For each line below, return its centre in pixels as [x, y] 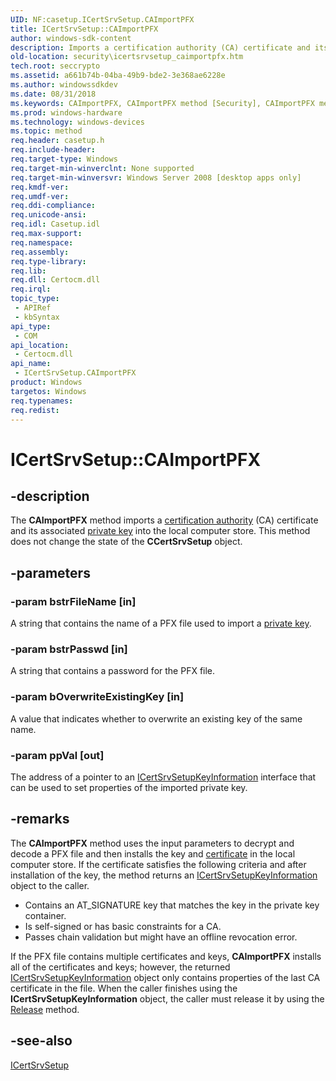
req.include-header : [53, 150]
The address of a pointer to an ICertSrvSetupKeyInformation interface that [163, 777]
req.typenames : [42, 401]
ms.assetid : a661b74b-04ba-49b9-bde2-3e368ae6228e [118, 76]
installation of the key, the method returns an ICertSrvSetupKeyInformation [164, 875]
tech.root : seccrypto [55, 66]
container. [45, 915]
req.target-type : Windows [64, 159]
